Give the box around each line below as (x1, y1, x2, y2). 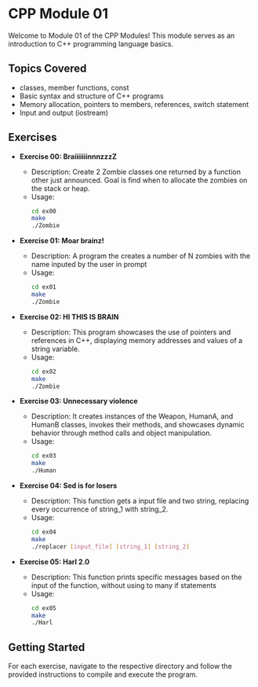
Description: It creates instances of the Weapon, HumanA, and (31, 412, 234, 421)
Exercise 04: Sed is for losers (19, 481, 118, 490)
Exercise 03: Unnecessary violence (19, 397, 139, 406)
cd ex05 (31, 604, 56, 612)
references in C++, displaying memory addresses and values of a (31, 335, 243, 345)
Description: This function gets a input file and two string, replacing (31, 497, 249, 506)
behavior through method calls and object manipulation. (31, 428, 213, 438)
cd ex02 (31, 368, 56, 375)
